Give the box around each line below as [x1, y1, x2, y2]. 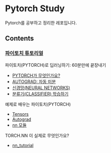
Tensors [12, 111, 29, 117]
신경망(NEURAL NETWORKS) [12, 84, 70, 91]
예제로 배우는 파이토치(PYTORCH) [5, 101, 71, 107]
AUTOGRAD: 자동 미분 [12, 78, 56, 84]
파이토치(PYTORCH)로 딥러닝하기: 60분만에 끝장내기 [5, 62, 107, 68]
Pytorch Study [5, 3, 65, 14]
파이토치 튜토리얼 [5, 50, 44, 57]
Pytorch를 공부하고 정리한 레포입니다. [5, 20, 77, 25]
